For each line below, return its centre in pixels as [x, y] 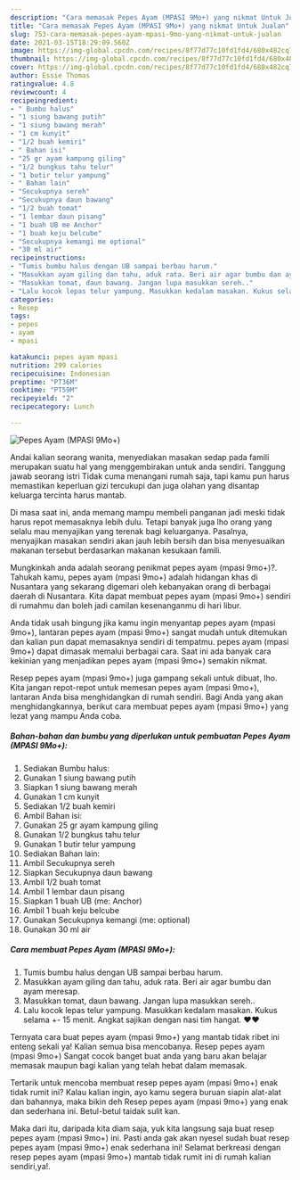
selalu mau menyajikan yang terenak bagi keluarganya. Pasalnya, [129, 531]
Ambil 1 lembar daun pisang [74, 891]
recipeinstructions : [49, 258]
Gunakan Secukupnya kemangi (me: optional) [106, 920]
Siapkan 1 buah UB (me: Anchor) [82, 901]
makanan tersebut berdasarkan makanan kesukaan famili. [116, 550]
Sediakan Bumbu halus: [66, 768]
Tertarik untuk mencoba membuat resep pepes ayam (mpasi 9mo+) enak [144, 1082]
